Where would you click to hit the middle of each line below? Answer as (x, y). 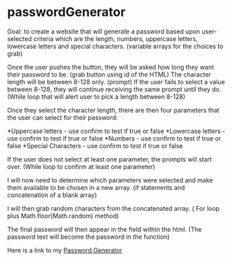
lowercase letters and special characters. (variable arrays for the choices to (115, 46)
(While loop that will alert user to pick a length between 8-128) (96, 96)
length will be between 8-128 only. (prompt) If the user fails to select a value (116, 81)
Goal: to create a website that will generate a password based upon (103, 31)
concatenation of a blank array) (52, 195)
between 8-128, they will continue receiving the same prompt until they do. (114, 89)
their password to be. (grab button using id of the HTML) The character (109, 74)
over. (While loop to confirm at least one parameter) (81, 166)
